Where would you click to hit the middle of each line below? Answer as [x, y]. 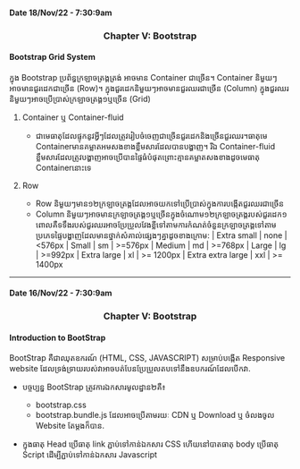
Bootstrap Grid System [52, 57]
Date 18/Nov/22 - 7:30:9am [61, 13]
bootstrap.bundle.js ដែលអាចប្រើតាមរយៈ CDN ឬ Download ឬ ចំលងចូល [155, 415]
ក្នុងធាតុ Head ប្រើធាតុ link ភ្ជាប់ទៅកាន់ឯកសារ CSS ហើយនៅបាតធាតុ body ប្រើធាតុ [150, 444]
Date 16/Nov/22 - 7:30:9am [61, 293]
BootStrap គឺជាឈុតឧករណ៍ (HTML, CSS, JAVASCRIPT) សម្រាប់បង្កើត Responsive [147, 358]
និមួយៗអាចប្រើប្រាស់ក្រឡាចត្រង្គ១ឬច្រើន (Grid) [80, 98]
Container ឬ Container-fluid [73, 117]
